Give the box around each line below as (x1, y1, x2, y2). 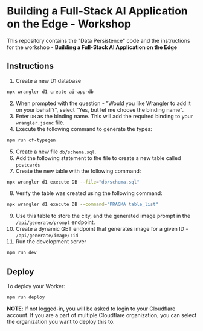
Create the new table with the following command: (15, 167, 141, 175)
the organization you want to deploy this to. (7, 318, 115, 325)
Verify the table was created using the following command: (15, 190, 163, 197)
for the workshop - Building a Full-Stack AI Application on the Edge (7, 43, 178, 51)
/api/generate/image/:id (15, 233, 79, 239)
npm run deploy (7, 294, 45, 300)
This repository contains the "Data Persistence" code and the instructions (7, 37, 190, 44)
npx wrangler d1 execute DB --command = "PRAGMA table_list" (7, 201, 159, 208)
